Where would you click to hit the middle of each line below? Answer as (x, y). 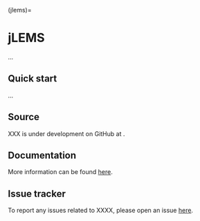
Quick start (33, 79)
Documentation (42, 155)
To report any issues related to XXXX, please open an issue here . (100, 211)
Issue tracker (37, 194)
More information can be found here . (60, 172)
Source (24, 117)
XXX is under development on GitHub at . (66, 133)
